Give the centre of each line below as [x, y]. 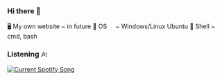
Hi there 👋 [24, 11]
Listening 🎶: [27, 54]
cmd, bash [23, 37]
